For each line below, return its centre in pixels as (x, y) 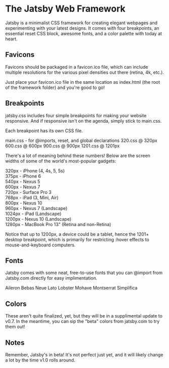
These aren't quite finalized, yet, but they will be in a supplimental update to (84, 316)
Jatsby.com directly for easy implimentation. (51, 278)
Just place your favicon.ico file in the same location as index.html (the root (83, 82)
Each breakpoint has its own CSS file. (44, 130)
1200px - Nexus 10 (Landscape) (38, 219)
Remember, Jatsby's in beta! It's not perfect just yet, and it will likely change (84, 355)
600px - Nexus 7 (23, 187)
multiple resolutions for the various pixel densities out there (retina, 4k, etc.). (84, 72)
